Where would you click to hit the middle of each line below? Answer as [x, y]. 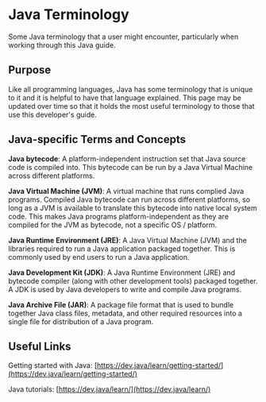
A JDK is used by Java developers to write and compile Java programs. [125, 289]
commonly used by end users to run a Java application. [99, 257]
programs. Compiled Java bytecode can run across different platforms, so [129, 199]
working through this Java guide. [62, 44]
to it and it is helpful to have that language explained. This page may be [125, 98]
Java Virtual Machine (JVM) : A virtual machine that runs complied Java [126, 191]
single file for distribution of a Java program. [81, 321]
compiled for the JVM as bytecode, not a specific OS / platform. [113, 225]
